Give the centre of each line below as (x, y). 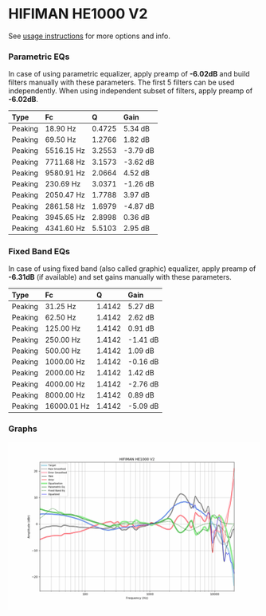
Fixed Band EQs (39, 251)
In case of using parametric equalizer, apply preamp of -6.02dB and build (129, 74)
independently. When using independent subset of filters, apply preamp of (131, 91)
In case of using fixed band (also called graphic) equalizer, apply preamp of (132, 269)
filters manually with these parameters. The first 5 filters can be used (121, 82)
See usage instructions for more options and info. (90, 36)
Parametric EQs (39, 57)
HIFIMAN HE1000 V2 (78, 14)
